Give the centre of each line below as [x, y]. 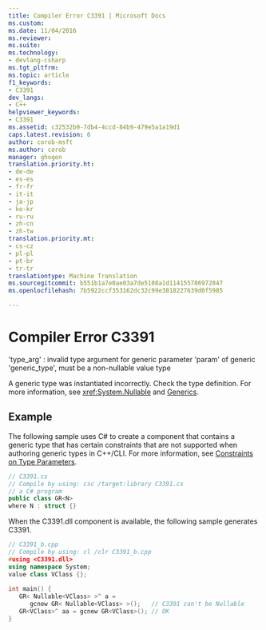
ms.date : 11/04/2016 [43, 30]
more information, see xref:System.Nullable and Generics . [104, 392]
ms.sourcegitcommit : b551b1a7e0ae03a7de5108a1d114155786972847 [116, 283]
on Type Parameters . [43, 461]
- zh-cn [21, 224]
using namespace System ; [50, 567]
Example [30, 417]
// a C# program [35, 491]
